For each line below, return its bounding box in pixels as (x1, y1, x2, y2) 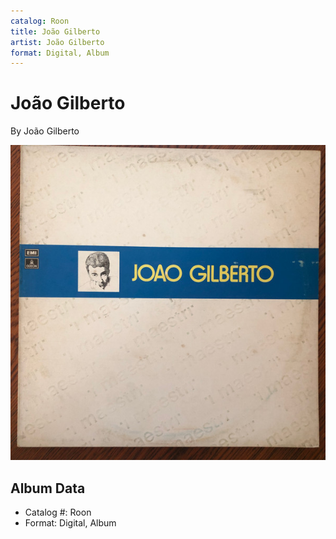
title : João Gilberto (10, 26, 101, 37)
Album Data (10, 480, 86, 497)
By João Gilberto (10, 125, 80, 137)
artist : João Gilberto (10, 37, 105, 47)
